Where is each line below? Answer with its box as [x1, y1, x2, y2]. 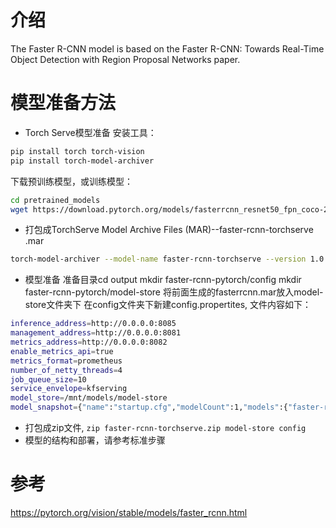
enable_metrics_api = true [10, 346, 114, 356]
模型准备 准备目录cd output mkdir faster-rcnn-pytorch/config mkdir [24, 274, 302, 286]
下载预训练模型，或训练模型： [10, 175, 133, 187]
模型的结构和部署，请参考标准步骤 [24, 434, 166, 446]
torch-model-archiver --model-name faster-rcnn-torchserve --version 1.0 [10, 254, 325, 265]
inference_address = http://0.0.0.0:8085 [10, 319, 177, 329]
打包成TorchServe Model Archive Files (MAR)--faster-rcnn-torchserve [24, 224, 314, 236]
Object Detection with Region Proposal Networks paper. [10, 53, 241, 65]
